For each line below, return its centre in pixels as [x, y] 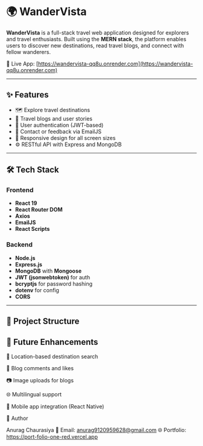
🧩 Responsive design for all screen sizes [65, 138]
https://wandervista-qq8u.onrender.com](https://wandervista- [116, 64]
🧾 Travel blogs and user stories [53, 118]
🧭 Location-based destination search [52, 356]
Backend [20, 245]
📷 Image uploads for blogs [40, 380]
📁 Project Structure [43, 321]
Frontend [20, 190]
